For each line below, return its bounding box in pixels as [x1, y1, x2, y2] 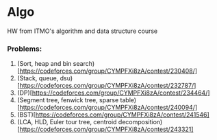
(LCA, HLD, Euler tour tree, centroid [16, 118, 117, 126]
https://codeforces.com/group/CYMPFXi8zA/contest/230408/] [19, 67, 197, 75]
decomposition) [118, 118, 163, 126]
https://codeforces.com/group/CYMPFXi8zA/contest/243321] [19, 125, 194, 134]
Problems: [7, 44, 42, 54]
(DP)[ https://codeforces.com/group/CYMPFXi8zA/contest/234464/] [16, 89, 210, 97]
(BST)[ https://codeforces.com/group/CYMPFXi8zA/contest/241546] [16, 110, 210, 119]
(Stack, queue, [16, 74, 59, 82]
